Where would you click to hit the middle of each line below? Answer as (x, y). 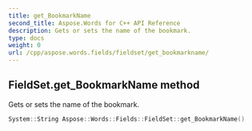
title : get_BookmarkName (50, 16)
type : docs (26, 38)
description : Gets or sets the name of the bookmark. (100, 30)
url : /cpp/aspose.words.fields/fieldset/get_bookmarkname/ (109, 53)
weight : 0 (25, 46)
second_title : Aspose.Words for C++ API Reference (94, 23)
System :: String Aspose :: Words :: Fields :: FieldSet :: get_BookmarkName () (127, 119)
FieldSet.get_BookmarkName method (104, 85)
